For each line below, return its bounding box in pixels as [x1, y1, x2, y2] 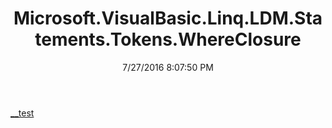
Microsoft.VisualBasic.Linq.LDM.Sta [13, 7, 323, 30]
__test [10, 107, 35, 119]
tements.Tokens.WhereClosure [34, 28, 302, 51]
